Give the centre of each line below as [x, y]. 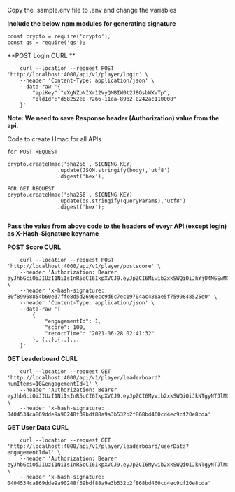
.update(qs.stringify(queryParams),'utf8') [122, 201]
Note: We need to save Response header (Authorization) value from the [113, 118]
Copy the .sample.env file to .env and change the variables [92, 10]
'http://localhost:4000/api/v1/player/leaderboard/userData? [98, 447]
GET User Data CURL [38, 427]
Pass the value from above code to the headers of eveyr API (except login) [117, 226]
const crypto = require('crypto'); [59, 36]
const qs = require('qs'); [47, 43]
